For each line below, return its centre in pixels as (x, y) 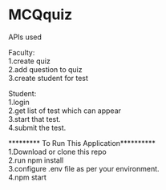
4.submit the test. (37, 127)
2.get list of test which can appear (65, 111)
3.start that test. (35, 119)
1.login (19, 102)
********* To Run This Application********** (82, 143)
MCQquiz (40, 15)
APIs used (25, 37)
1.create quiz (29, 61)
